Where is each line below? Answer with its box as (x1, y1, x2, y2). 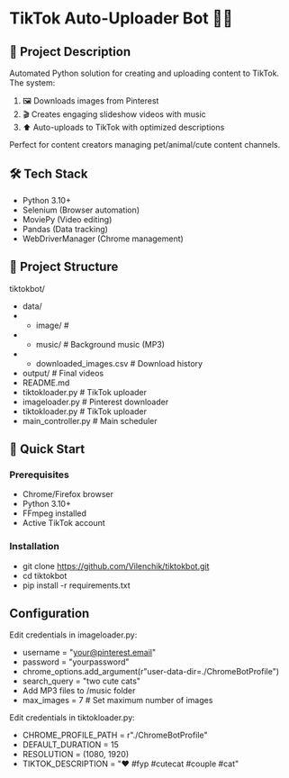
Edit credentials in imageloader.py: (9, 629, 138, 640)
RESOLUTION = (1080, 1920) (22, 749, 130, 760)
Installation (9, 540, 60, 553)
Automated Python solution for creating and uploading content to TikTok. (9, 68, 280, 78)
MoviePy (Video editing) (22, 213, 113, 224)
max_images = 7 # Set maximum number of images (22, 695, 213, 706)
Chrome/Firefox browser (22, 489, 114, 500)
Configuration (9, 606, 90, 620)
